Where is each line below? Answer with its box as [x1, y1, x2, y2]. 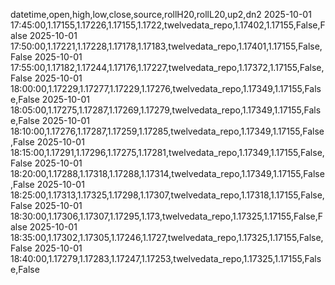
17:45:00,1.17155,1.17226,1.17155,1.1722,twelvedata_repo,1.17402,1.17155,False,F [10, 19, 326, 31]
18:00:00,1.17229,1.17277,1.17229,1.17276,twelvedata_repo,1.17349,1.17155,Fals [10, 83, 322, 94]
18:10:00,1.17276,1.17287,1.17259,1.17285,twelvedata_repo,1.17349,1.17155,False [10, 125, 325, 137]
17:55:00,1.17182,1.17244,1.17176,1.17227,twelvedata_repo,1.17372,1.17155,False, [10, 62, 325, 73]
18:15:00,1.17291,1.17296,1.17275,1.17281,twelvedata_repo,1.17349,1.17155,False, [10, 147, 325, 158]
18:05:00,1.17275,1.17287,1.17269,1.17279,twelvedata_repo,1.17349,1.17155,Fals [10, 104, 322, 116]
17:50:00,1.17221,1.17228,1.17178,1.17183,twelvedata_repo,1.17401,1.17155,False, [10, 40, 323, 52]
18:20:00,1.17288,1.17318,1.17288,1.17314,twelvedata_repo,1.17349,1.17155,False [10, 168, 325, 179]
